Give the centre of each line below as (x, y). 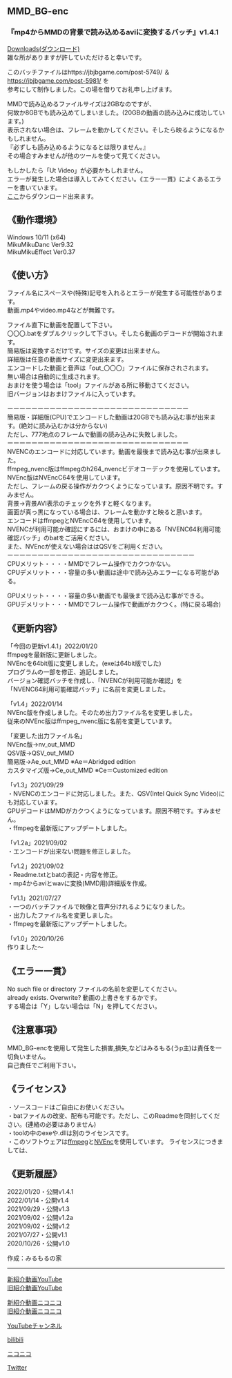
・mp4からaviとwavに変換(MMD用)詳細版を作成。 (79, 883)
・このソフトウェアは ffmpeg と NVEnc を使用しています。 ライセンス (103, 1141)
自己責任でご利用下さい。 (43, 1065)
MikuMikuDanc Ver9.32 (40, 244)
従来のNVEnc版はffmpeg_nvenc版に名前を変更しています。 (91, 721)
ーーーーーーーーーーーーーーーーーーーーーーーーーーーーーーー (101, 555)
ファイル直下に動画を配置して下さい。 (61, 325)
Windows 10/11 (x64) (37, 237)
